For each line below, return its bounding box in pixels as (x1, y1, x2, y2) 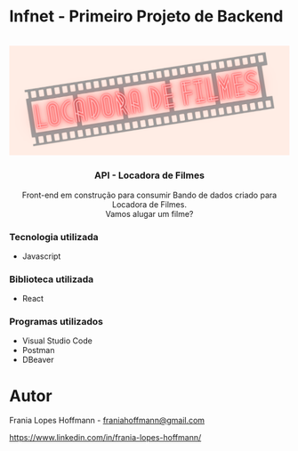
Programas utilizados (9, 316, 104, 328)
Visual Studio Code (21, 335, 93, 346)
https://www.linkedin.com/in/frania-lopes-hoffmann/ (9, 432, 202, 443)
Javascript (21, 251, 61, 262)
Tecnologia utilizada (9, 230, 99, 243)
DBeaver (21, 354, 55, 366)
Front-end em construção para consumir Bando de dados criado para (21, 189, 278, 200)
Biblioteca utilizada (9, 273, 94, 286)
